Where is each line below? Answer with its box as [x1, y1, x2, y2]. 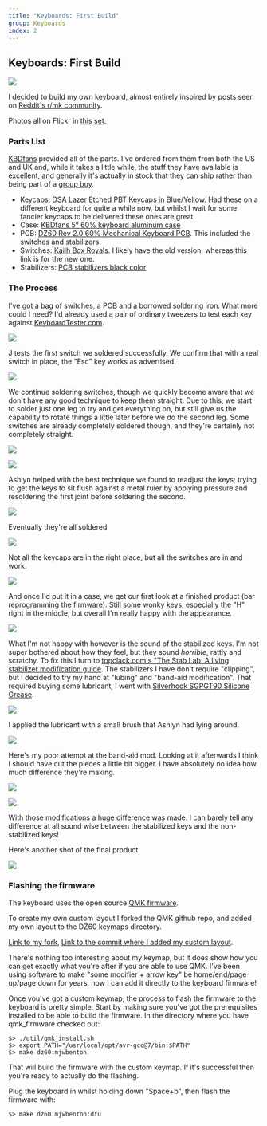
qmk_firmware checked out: [8, 1019, 100, 1029]
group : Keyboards [8, 19, 66, 27]
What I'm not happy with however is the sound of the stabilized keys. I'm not [8, 639, 259, 648]
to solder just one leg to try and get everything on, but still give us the [8, 404, 237, 413]
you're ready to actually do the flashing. [8, 1071, 139, 1081]
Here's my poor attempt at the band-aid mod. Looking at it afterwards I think [8, 750, 259, 760]
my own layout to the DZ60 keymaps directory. [8, 922, 162, 931]
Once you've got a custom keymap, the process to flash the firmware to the [8, 994, 257, 1003]
